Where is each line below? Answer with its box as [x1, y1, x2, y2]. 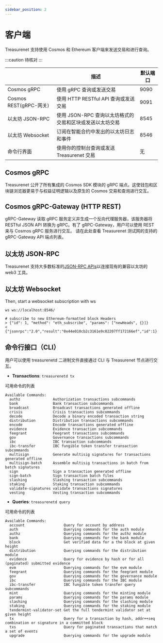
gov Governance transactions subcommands [9, 435, 130, 440]
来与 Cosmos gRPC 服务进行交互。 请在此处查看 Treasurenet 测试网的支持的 [5, 228, 158, 234]
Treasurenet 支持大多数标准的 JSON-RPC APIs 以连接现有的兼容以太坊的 [5, 264, 148, 269]
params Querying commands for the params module [9, 595, 149, 600]
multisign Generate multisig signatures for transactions [9, 452, 151, 457]
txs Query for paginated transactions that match [9, 625, 158, 629]
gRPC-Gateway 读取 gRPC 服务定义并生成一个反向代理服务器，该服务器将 [5, 216, 153, 222]
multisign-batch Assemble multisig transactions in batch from [9, 461, 149, 465]
